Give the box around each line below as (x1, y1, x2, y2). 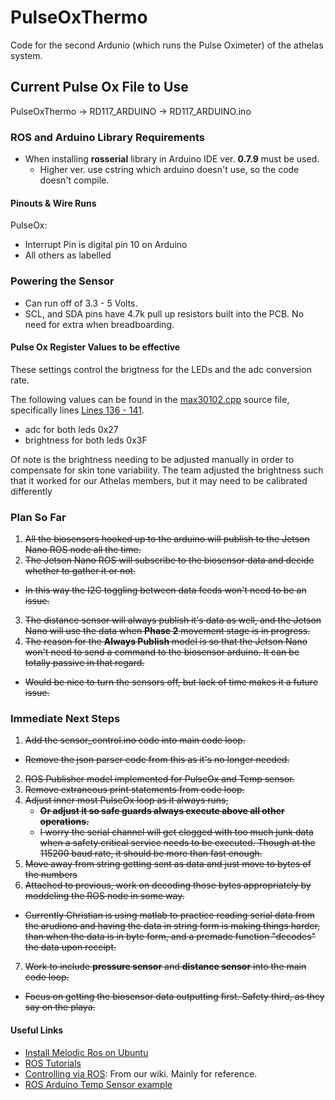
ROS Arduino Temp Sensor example (24, 1078, 173, 1090)
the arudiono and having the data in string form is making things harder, (24, 920, 321, 932)
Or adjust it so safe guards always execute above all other (39, 805, 285, 817)
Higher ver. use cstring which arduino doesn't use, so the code (39, 164, 300, 176)
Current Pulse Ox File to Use (10, 79, 189, 96)
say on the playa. (24, 1001, 96, 1013)
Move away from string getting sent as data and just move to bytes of (24, 858, 312, 870)
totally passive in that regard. (24, 657, 145, 669)
